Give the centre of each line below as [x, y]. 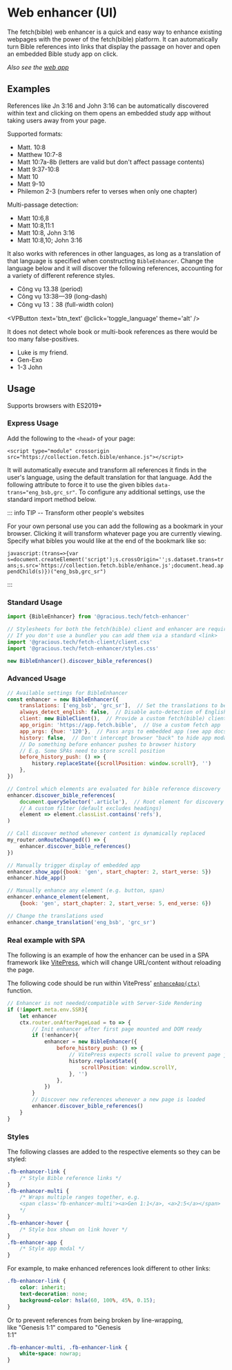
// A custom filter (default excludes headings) [91, 808]
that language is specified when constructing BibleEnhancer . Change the [110, 261]
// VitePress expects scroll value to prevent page [145, 1055]
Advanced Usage [37, 679]
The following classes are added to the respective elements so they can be [114, 1152]
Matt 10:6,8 [33, 218]
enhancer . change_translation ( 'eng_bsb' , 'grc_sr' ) [81, 922]
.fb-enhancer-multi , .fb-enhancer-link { [68, 1347]
